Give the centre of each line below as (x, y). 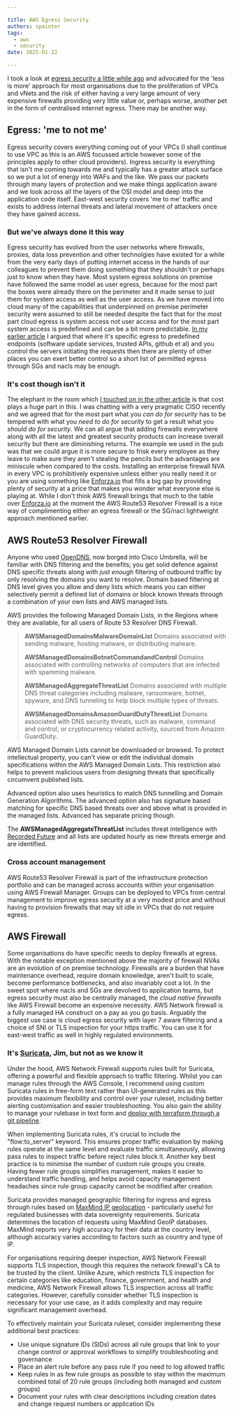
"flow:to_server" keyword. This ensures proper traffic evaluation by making (115, 1142)
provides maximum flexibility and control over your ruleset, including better (115, 1098)
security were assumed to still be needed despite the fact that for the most (115, 314)
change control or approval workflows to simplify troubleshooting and (118, 1351)
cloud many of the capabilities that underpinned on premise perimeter (108, 307)
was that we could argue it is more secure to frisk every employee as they (114, 451)
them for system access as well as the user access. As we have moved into (116, 299)
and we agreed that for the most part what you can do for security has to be (117, 414)
